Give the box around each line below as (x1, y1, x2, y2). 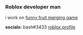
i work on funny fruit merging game (5, 15, 78, 21)
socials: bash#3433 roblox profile (5, 24, 76, 30)
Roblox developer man (5, 3, 61, 10)
